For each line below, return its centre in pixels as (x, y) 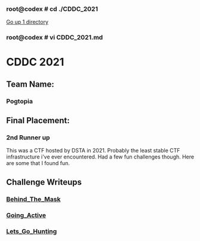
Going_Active (26, 215)
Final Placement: (38, 120)
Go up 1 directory (27, 22)
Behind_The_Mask (33, 199)
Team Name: (30, 84)
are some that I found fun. (38, 163)
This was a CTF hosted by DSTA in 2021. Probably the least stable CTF (93, 151)
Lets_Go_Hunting (32, 231)
